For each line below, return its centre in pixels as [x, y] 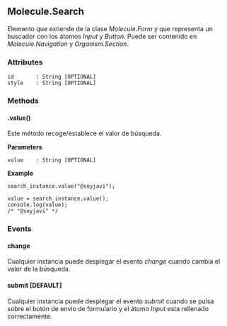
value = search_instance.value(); [58, 199]
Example [21, 174]
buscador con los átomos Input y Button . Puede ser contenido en [102, 36]
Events [19, 229]
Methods [23, 101]
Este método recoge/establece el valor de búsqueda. [85, 133]
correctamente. [30, 316]
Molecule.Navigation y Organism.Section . [68, 44]
